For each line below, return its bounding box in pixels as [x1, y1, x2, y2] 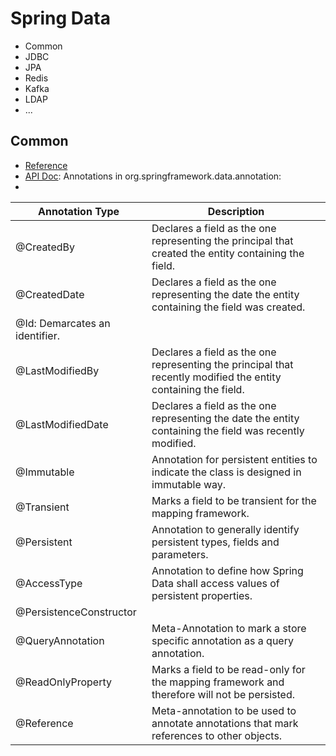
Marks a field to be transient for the [151, 493, 317, 507]
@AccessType [15, 576, 83, 590]
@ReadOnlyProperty [15, 675, 112, 689]
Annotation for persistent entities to [151, 452, 318, 466]
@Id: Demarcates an [15, 316, 111, 330]
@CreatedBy [15, 240, 76, 254]
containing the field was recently [151, 423, 305, 437]
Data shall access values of [151, 576, 280, 590]
